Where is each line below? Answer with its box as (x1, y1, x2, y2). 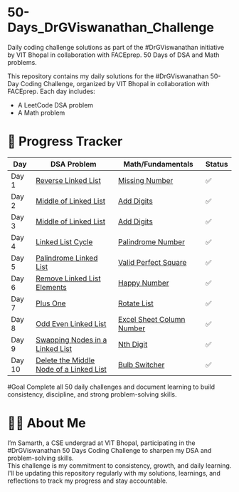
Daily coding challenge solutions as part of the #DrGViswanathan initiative (7, 43, 225, 51)
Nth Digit (118, 339, 148, 349)
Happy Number (118, 278, 169, 288)
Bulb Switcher (118, 360, 165, 370)
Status (205, 159, 228, 169)
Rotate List (118, 298, 154, 308)
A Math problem (17, 108, 65, 117)
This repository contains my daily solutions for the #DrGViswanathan (7, 72, 209, 80)
